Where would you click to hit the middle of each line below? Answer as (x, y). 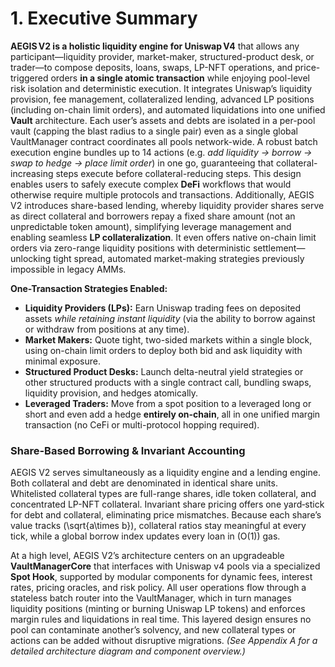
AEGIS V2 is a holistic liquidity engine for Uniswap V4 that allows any (155, 46)
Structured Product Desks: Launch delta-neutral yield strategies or (164, 371)
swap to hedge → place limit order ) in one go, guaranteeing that (142, 163)
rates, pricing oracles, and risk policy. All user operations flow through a (158, 588)
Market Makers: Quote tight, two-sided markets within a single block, (168, 339)
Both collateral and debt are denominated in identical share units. (144, 483)
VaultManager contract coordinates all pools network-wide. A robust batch (164, 141)
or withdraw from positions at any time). (107, 329)
